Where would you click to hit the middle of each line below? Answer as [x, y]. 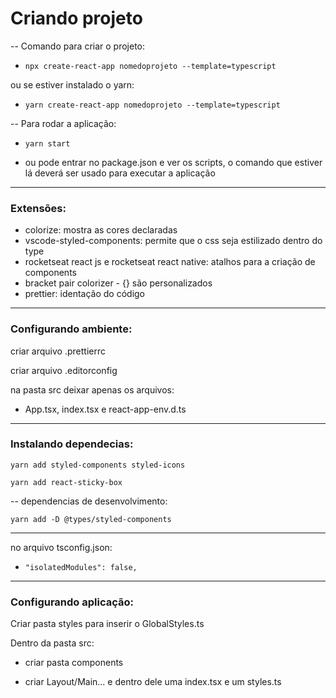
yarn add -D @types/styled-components [91, 519]
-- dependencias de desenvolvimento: [89, 501]
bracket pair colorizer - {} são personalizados [118, 283]
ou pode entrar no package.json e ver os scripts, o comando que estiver [173, 162]
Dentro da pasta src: [52, 643]
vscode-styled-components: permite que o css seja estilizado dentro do [173, 241]
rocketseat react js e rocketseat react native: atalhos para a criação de [170, 262]
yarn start [47, 143]
